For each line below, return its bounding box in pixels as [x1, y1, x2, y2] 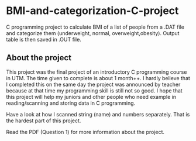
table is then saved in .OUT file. [6, 36, 82, 43]
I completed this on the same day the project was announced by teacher [6, 81, 181, 88]
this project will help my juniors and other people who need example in [6, 93, 177, 100]
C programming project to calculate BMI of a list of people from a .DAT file [6, 23, 184, 30]
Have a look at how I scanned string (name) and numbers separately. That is [6, 111, 190, 118]
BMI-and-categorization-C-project [6, 4, 179, 18]
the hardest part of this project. [6, 117, 81, 124]
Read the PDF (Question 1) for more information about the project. [6, 128, 165, 135]
